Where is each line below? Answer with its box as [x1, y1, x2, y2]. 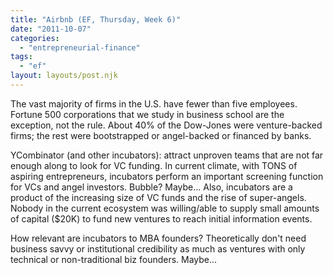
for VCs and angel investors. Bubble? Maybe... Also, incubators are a [10, 181, 293, 193]
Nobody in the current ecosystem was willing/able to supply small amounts [10, 202, 320, 214]
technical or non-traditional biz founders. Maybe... [10, 253, 218, 265]
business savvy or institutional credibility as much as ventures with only [10, 242, 306, 255]
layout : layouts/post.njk [10, 71, 118, 81]
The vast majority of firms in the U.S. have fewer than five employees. [10, 97, 298, 110]
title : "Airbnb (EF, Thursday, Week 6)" [10, 14, 182, 25]
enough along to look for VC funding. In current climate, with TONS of [10, 159, 298, 171]
